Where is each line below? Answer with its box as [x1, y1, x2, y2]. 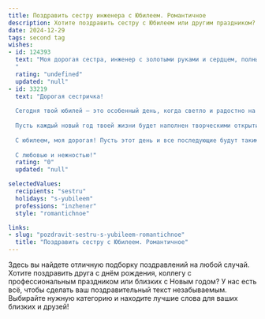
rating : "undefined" [15, 70, 83, 78]
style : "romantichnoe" [15, 209, 90, 217]
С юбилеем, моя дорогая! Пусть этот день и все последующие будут [15, 136, 238, 144]
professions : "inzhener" [15, 202, 97, 210]
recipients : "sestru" [15, 187, 87, 195]
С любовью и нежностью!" [15, 151, 97, 159]
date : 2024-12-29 [8, 26, 65, 34]
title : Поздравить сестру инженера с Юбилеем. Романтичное [8, 11, 207, 20]
